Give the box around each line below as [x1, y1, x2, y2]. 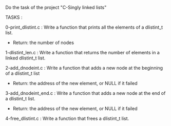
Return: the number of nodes [12, 39, 74, 46]
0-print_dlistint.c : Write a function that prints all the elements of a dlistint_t [5, 24, 163, 30]
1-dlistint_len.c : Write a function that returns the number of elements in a [5, 50, 160, 55]
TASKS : [5, 14, 23, 20]
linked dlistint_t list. [5, 55, 46, 61]
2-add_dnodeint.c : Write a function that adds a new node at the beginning [5, 65, 163, 71]
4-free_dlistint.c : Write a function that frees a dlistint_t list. [5, 115, 129, 121]
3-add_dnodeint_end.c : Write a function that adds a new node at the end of [5, 90, 166, 96]
